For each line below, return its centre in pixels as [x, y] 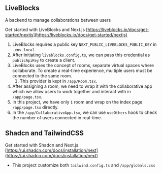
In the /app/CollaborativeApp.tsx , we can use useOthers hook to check [84, 112]
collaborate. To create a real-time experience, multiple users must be [82, 70]
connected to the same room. [42, 75]
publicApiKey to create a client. [44, 60]
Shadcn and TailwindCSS [45, 133]
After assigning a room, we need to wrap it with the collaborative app [82, 86]
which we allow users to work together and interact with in [72, 91]
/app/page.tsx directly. [35, 107]
